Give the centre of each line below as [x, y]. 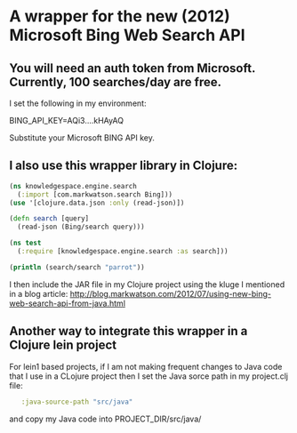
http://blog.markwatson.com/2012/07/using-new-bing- [170, 293]
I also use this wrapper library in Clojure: [124, 166]
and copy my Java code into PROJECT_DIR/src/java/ [105, 419]
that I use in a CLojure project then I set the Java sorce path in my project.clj [149, 376]
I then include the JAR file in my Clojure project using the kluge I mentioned [147, 284]
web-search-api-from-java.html [68, 303]
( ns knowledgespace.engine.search [73, 186]
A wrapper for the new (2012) [120, 16]
